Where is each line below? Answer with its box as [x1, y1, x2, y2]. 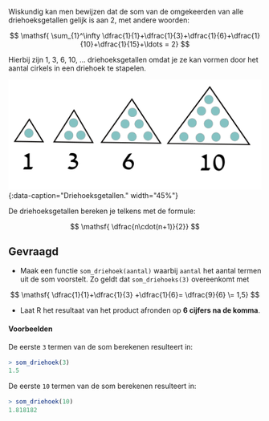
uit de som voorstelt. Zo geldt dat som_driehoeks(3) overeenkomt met [19, 274, 250, 284]
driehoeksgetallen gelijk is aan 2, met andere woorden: [8, 15, 190, 25]
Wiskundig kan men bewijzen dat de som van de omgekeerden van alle [8, 7, 244, 16]
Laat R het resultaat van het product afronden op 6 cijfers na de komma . [19, 306, 261, 315]
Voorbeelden [8, 324, 53, 334]
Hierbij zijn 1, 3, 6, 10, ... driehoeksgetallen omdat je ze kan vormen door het [8, 55, 259, 64]
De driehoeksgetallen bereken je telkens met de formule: [8, 206, 196, 216]
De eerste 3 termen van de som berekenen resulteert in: [8, 342, 194, 351]
